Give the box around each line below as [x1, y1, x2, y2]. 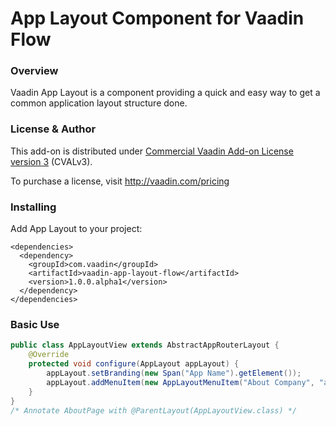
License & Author [10, 122, 97, 136]
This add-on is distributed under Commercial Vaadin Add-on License [10, 145, 294, 157]
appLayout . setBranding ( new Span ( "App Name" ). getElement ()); [46, 368, 302, 378]
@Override [28, 350, 70, 360]
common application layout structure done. [10, 97, 188, 109]
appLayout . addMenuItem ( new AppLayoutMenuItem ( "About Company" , [46, 377, 315, 387]
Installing [10, 200, 57, 214]
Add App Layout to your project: [10, 223, 143, 235]
